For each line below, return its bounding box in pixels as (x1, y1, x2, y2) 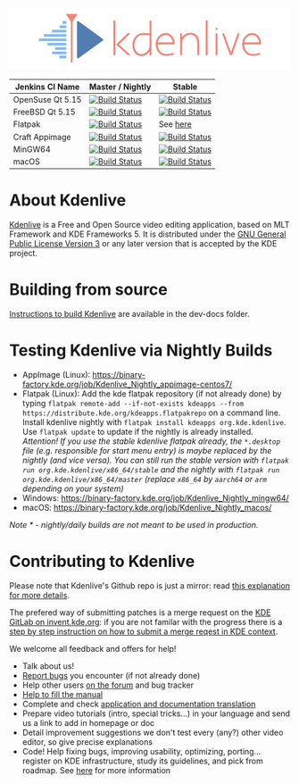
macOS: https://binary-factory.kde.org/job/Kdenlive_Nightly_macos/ (21, 503, 272, 513)
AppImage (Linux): (21, 370, 91, 380)
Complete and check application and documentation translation (21, 699, 256, 710)
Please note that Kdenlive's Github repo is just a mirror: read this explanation (9, 580, 291, 591)
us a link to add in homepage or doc (21, 718, 155, 729)
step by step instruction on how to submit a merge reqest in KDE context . (9, 626, 278, 637)
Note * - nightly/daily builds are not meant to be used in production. (9, 520, 259, 530)
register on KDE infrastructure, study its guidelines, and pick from (21, 755, 263, 766)
